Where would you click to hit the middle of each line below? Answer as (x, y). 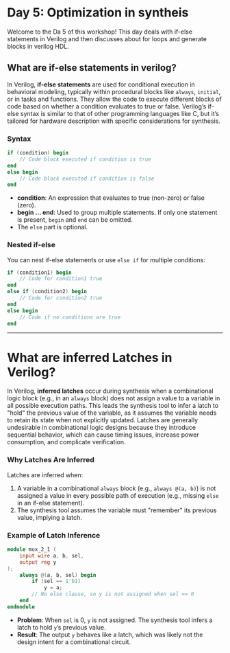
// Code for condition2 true (61, 298)
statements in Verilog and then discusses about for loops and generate (107, 38)
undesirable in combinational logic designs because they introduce (102, 428)
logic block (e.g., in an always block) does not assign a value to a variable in (114, 398)
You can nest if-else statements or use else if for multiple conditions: (106, 260)
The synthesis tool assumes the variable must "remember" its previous (117, 510)
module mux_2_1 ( (32, 549)
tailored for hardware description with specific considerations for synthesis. (114, 121)
